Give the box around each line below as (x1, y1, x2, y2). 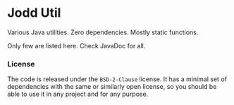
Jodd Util (7, 5, 61, 21)
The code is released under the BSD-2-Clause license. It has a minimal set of (7, 75, 228, 83)
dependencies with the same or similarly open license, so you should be (7, 83, 217, 91)
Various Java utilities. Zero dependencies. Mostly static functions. (7, 28, 199, 36)
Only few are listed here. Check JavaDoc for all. (7, 41, 146, 50)
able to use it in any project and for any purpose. (7, 90, 149, 99)
